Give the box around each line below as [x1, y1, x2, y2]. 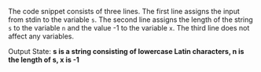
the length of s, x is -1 [8, 55, 80, 64]
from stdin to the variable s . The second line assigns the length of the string [8, 15, 253, 24]
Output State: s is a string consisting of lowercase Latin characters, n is [8, 47, 244, 56]
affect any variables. [8, 31, 75, 41]
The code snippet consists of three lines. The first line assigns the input [8, 7, 240, 16]
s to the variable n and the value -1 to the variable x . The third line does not [8, 23, 250, 32]
